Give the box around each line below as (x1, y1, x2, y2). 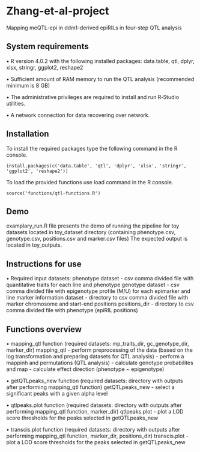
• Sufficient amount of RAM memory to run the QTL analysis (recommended (6, 75, 195, 82)
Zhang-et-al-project (6, 4, 109, 18)
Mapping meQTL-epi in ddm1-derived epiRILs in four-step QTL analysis (6, 24, 182, 31)
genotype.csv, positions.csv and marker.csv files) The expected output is (6, 235, 188, 243)
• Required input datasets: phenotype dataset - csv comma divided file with (6, 275, 194, 282)
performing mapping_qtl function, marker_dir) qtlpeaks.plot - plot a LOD (6, 408, 184, 415)
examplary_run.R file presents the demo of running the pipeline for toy (6, 222, 180, 229)
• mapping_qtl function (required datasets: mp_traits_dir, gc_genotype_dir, (6, 340, 189, 347)
